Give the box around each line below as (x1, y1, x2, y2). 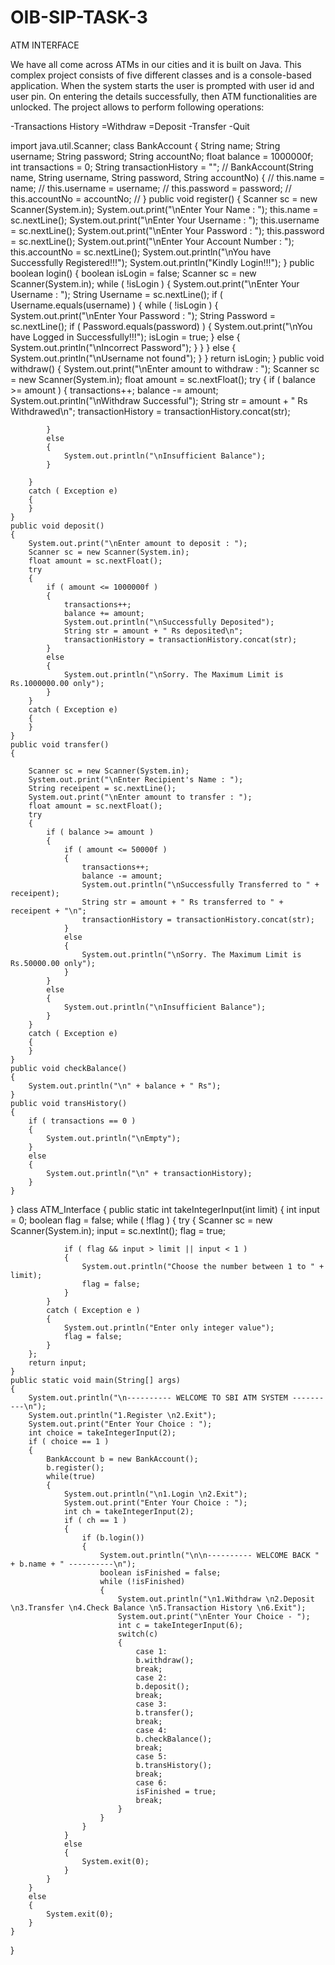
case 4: (135, 1725, 168, 1735)
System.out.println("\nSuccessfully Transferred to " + (81, 879, 320, 890)
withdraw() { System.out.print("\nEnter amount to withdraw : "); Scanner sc (10, 362, 320, 375)
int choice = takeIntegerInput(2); (28, 1427, 177, 1438)
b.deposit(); (135, 1681, 190, 1691)
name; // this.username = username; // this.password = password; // (10, 182, 292, 194)
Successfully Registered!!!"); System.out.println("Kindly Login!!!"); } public (10, 256, 315, 268)
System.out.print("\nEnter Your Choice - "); (117, 1611, 311, 1621)
